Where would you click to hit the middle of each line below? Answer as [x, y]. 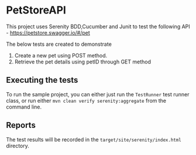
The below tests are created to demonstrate [59, 44]
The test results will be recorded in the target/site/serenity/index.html [94, 139]
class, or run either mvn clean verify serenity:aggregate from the [86, 100]
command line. [24, 107]
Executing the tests [42, 80]
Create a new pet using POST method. [61, 55]
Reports [21, 125]
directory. [18, 146]
